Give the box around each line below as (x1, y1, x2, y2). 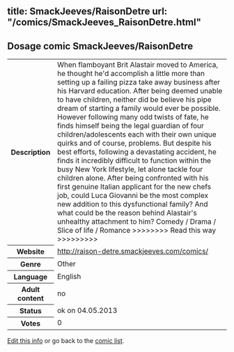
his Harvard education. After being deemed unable (56, 86, 223, 96)
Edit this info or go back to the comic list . (7, 336, 125, 344)
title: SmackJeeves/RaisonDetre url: (7, 6, 168, 17)
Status (19, 306, 42, 316)
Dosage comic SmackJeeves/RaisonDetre (7, 40, 194, 52)
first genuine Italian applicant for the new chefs (56, 182, 211, 192)
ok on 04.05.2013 (56, 305, 118, 315)
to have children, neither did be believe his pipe (56, 95, 212, 105)
